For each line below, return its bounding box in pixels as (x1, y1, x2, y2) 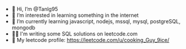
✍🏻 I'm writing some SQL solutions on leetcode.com (11, 30, 138, 37)
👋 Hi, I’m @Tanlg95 (11, 6, 58, 12)
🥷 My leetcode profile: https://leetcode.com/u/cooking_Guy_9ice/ (11, 37, 170, 43)
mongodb (11, 24, 35, 31)
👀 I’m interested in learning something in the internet (11, 12, 139, 19)
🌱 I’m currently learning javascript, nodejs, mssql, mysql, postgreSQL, (11, 18, 181, 24)
